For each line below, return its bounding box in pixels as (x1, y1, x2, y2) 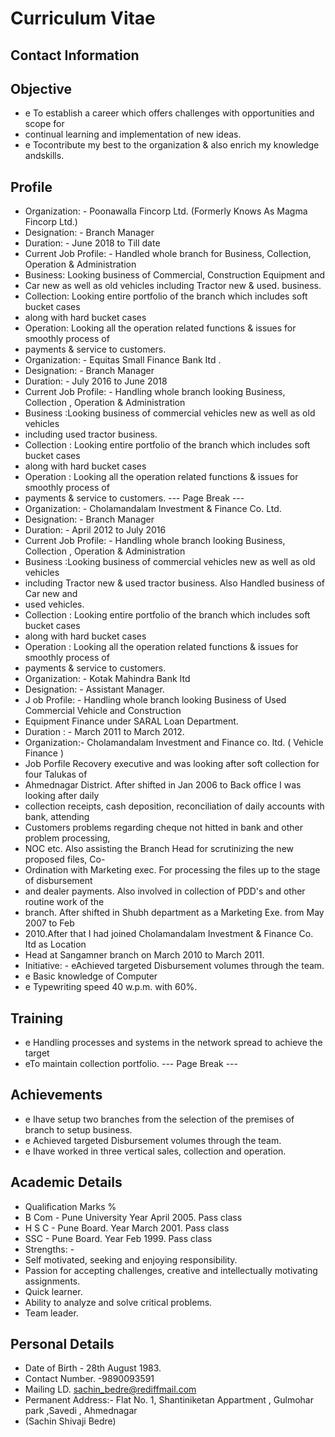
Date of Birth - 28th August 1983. (24, 1362, 162, 1374)
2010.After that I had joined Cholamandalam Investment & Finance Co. (24, 928, 314, 940)
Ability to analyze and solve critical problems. (24, 1296, 213, 1308)
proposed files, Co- (24, 853, 106, 866)
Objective (10, 80, 73, 97)
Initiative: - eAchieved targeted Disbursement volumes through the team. (24, 960, 325, 972)
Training (10, 1010, 64, 1027)
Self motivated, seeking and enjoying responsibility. (24, 1253, 238, 1266)
